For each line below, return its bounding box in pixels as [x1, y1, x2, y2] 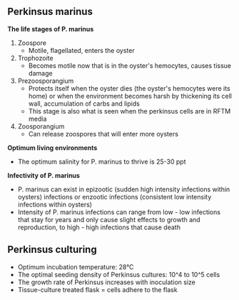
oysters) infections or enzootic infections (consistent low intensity [17, 192, 212, 201]
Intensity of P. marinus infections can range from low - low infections [17, 207, 221, 216]
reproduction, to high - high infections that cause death [17, 223, 180, 231]
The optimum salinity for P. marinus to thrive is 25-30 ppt [17, 157, 186, 166]
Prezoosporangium [17, 76, 74, 85]
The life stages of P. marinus [7, 24, 94, 33]
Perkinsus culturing [7, 244, 98, 256]
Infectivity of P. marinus [7, 171, 81, 179]
